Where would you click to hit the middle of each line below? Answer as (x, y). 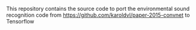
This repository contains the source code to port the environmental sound (98, 9)
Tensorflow (20, 21)
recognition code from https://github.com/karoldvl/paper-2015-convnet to (98, 15)
